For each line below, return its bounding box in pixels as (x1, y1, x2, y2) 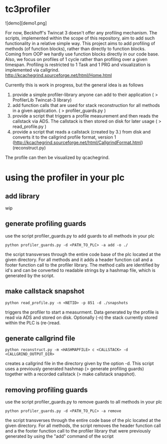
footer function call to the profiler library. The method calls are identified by (5, 261, 160, 268)
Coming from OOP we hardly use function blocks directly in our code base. (5, 51, 160, 57)
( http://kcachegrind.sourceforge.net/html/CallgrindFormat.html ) (12, 139, 144, 145)
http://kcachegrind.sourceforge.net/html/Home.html (5, 72, 112, 78)
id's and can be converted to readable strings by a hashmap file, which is (5, 267, 156, 273)
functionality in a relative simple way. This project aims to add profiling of (5, 40, 156, 46)
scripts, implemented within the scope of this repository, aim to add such (5, 35, 155, 41)
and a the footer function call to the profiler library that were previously (5, 428, 151, 434)
